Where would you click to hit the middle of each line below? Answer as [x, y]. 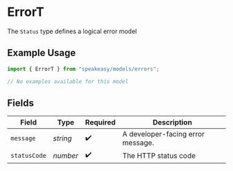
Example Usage [42, 53]
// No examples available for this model [68, 81]
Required [100, 123]
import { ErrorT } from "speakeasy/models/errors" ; [83, 69]
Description [172, 123]
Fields [21, 103]
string [62, 138]
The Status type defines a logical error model [72, 31]
